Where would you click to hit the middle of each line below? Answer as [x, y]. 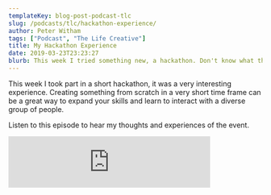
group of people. [36, 109]
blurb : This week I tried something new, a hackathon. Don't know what [131, 61]
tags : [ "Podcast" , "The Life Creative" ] [77, 38]
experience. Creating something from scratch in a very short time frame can [135, 92]
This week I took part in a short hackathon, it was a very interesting [120, 83]
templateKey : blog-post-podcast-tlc [70, 16]
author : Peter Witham [45, 31]
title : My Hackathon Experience [63, 46]
